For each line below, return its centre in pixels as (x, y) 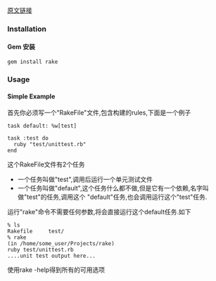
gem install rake (33, 62)
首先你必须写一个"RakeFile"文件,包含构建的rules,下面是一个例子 (99, 113)
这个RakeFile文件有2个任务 (46, 164)
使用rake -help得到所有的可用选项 (56, 270)
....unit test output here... (52, 256)
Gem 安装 (21, 46)
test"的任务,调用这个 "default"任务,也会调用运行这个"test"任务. (117, 197)
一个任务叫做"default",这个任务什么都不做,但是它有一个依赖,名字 (110, 188)
